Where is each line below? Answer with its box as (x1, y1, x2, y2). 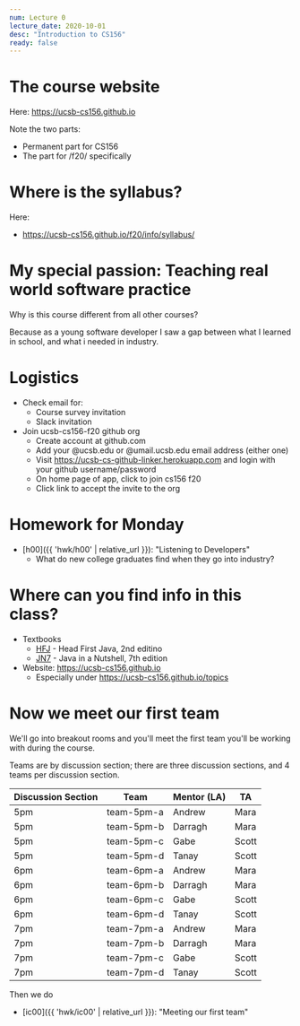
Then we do (9, 988, 54, 1000)
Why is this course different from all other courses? (9, 309, 199, 320)
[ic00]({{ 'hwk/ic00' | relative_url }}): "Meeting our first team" (21, 1006, 249, 1017)
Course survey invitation (35, 407, 126, 417)
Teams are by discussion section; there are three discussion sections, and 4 (9, 760, 290, 770)
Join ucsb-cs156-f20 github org (21, 426, 141, 436)
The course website (9, 77, 160, 97)
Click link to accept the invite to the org (35, 483, 181, 493)
